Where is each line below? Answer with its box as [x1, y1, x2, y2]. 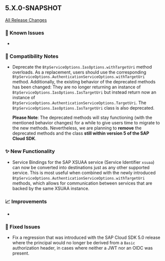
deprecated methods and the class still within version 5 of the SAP [12, 130, 149, 136]
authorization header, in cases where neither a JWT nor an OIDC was [12, 245, 153, 251]
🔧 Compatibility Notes [5, 53, 59, 60]
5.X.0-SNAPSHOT [5, 4, 62, 12]
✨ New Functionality [5, 148, 55, 155]
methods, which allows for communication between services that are [12, 180, 153, 186]
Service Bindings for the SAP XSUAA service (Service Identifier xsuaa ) [12, 159, 155, 165]
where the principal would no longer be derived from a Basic [12, 240, 135, 246]
